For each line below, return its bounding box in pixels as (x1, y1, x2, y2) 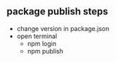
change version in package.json (16, 24, 110, 32)
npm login (27, 39, 57, 48)
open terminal (16, 32, 58, 40)
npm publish (27, 46, 64, 55)
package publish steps (6, 6, 108, 18)
